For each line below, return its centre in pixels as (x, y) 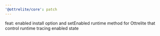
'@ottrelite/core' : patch (31, 9)
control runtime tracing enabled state (42, 28)
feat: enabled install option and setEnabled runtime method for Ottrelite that (80, 23)
